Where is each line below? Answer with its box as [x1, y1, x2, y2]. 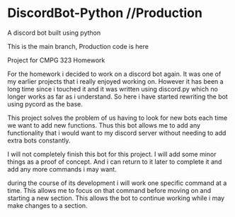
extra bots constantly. [7, 136, 71, 145]
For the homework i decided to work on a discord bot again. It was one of [7, 69, 222, 78]
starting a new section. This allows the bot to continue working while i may [7, 194, 225, 202]
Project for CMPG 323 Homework [7, 55, 105, 65]
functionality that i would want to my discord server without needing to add [7, 128, 227, 137]
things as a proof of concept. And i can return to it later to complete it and [7, 157, 222, 166]
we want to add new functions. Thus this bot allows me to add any [7, 121, 200, 129]
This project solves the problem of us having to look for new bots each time [7, 113, 228, 122]
